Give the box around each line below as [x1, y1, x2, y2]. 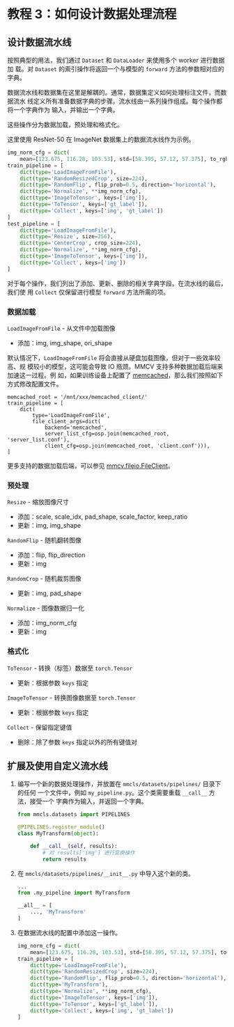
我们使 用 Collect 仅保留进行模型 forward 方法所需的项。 [7, 288, 169, 296]
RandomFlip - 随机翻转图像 [7, 536, 81, 544]
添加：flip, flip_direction [17, 551, 86, 559]
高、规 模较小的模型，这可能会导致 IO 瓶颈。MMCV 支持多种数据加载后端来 [7, 362, 224, 370]
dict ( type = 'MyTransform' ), [30, 981, 109, 989]
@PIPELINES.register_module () [17, 824, 106, 831]
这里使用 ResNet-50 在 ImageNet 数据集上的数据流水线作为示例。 [7, 135, 195, 143]
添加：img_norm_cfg [17, 619, 77, 627]
